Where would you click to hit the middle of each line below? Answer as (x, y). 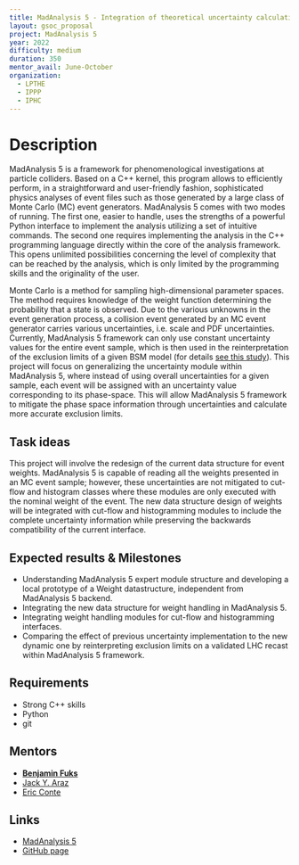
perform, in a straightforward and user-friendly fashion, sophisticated (137, 188)
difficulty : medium (45, 51)
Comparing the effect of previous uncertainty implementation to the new (155, 636)
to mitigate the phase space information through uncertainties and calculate (148, 404)
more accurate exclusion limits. (66, 414)
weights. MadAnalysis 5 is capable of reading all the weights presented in (144, 473)
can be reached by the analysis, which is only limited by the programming (144, 264)
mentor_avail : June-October (61, 68)
